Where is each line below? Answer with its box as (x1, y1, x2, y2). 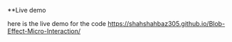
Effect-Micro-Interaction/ (7, 27, 81, 35)
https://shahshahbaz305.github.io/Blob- (107, 20, 226, 27)
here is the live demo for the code (7, 20, 107, 27)
